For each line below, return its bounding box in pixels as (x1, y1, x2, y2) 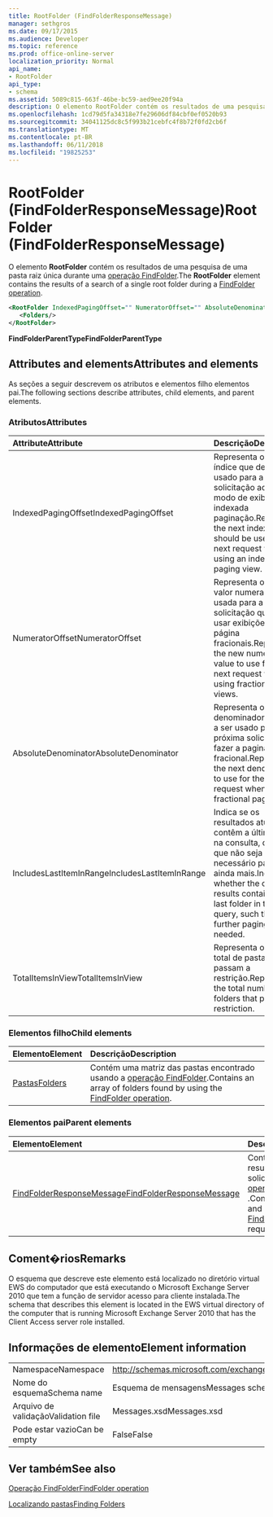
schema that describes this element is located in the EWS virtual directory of (8, 1300, 265, 1309)
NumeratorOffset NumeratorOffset (12, 633, 142, 644)
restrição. (214, 972, 250, 984)
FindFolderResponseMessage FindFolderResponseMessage (12, 1187, 240, 1199)
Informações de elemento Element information (8, 1340, 247, 1354)
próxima (214, 732, 245, 743)
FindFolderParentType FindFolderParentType (8, 333, 162, 343)
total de (214, 952, 243, 963)
